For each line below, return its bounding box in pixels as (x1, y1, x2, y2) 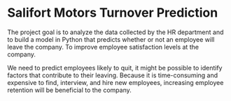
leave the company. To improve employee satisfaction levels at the (7, 42, 199, 51)
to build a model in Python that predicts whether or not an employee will (7, 35, 215, 43)
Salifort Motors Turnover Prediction (7, 5, 218, 21)
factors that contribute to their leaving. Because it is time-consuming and (7, 71, 218, 79)
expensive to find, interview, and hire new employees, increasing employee (7, 78, 224, 86)
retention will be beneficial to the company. (7, 86, 132, 94)
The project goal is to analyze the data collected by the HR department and (7, 28, 224, 36)
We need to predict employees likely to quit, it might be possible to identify (7, 63, 223, 72)
